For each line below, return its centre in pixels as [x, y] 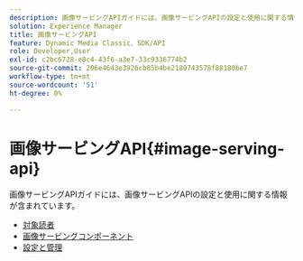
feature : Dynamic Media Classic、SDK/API [87, 43]
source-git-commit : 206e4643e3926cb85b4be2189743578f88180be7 [129, 69]
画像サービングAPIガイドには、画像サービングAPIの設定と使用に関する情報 [148, 194]
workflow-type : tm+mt [50, 77]
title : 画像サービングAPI [53, 34]
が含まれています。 [45, 206]
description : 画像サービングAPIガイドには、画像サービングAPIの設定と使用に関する [148, 18]
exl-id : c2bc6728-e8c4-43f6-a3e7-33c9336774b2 [98, 60]
